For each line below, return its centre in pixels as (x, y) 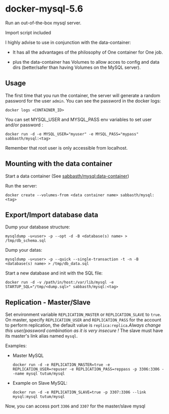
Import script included (28, 32)
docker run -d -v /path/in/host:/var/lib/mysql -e (60, 283)
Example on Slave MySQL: (40, 383)
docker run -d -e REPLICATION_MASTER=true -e (61, 365)
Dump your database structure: (38, 227)
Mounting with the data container (59, 164)
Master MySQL (28, 356)
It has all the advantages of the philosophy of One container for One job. (88, 52)
